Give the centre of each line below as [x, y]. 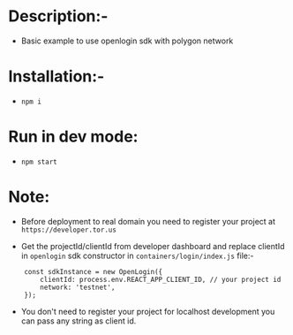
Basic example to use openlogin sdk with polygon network [127, 41]
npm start [39, 162]
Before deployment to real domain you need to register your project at [148, 221]
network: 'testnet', [78, 287]
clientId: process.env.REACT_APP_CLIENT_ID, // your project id [161, 279]
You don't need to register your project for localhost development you [148, 311]
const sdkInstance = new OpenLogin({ [94, 271]
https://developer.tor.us [68, 230]
